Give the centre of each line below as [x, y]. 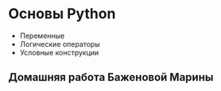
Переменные [42, 36]
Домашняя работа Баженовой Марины [111, 77]
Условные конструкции [59, 52]
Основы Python [62, 14]
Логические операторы [60, 44]
